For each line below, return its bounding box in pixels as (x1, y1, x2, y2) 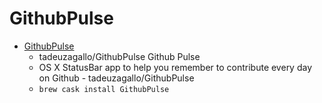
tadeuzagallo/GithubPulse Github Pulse (38, 50, 201, 62)
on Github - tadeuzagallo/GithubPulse (38, 72, 195, 84)
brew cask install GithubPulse (38, 84, 170, 94)
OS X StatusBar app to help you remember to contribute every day (38, 61, 313, 73)
